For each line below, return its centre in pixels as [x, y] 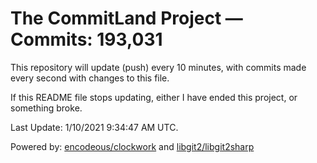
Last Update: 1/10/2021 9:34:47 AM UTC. [94, 127]
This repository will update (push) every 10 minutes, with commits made [158, 67]
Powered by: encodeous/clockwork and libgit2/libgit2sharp [132, 146]
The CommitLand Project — [126, 18]
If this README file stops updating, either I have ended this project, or [154, 97]
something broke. [46, 108]
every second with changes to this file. [90, 78]
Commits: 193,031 [86, 39]
